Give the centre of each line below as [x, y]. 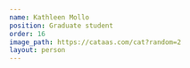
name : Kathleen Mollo [50, 17]
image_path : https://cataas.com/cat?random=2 [95, 42]
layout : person [37, 50]
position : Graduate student [62, 26]
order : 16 [28, 34]
